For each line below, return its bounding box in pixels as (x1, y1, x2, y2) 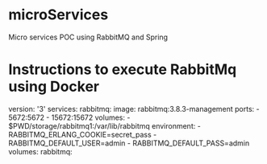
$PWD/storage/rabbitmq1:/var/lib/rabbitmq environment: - (8, 121, 202, 130)
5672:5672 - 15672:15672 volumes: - (8, 113, 131, 122)
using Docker (8, 78, 100, 96)
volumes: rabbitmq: (8, 146, 73, 156)
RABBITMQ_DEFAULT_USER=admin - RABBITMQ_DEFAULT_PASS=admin (8, 138, 250, 148)
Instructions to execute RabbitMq (8, 60, 237, 79)
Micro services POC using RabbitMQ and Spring (8, 32, 168, 42)
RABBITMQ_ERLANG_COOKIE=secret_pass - (8, 129, 157, 139)
